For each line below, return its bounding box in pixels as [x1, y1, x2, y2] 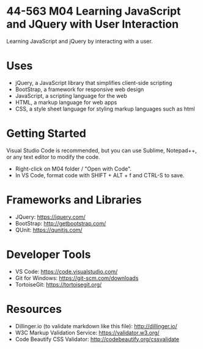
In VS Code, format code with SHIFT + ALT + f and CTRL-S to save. [15, 171, 185, 178]
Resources [6, 302, 62, 316]
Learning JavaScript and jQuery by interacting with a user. [6, 37, 153, 45]
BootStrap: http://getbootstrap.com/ [15, 219, 106, 227]
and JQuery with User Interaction [6, 17, 179, 31]
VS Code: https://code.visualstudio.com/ [15, 268, 118, 275]
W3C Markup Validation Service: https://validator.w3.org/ [15, 329, 160, 336]
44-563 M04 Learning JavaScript [6, 4, 181, 18]
